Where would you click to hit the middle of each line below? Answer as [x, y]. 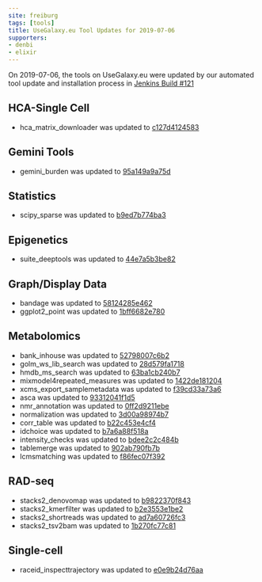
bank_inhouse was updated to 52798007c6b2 [95, 355]
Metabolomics [44, 336]
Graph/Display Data [58, 284]
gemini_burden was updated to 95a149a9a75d [95, 171]
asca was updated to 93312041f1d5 [78, 398]
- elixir [23, 52]
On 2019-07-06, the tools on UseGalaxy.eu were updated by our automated [131, 75]
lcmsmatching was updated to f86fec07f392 [92, 456]
